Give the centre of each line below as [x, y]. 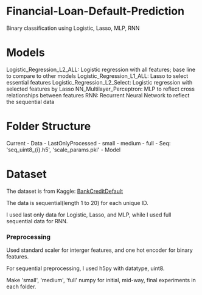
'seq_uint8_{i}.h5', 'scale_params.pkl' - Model [63, 150]
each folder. [21, 286]
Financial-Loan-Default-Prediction [95, 11]
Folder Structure [49, 127]
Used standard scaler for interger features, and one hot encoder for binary [99, 250]
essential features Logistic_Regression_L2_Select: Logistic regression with [99, 82]
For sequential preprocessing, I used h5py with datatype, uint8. [85, 268]
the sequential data [30, 102]
